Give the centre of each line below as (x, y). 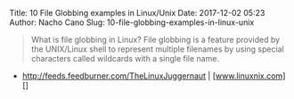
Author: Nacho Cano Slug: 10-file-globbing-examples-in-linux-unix (132, 22)
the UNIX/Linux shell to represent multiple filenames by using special (158, 49)
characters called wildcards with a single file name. (125, 58)
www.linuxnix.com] (250, 76)
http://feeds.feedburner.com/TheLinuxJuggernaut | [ (119, 76)
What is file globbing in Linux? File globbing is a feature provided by (155, 40)
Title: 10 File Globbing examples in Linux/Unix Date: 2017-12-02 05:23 (137, 13)
